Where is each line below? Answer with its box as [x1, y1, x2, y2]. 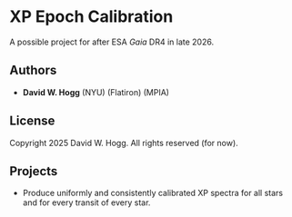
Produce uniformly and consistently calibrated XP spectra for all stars [22, 188, 284, 199]
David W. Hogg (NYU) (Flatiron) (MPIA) [22, 86, 170, 97]
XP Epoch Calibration [9, 6, 174, 27]
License [9, 113, 55, 129]
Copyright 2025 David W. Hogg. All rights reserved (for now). [9, 137, 238, 148]
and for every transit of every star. [22, 197, 151, 208]
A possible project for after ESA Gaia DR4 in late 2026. [9, 36, 215, 47]
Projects [9, 163, 58, 179]
